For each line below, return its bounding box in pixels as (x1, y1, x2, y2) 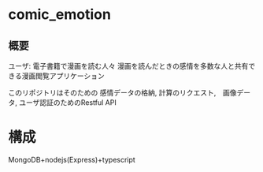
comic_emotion (8, 6, 112, 24)
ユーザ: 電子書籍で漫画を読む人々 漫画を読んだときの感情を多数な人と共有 (8, 62, 249, 70)
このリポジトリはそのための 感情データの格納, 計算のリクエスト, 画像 (8, 88, 237, 97)
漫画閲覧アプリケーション (21, 71, 105, 80)
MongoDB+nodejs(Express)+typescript (8, 155, 135, 164)
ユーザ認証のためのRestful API (18, 98, 117, 107)
